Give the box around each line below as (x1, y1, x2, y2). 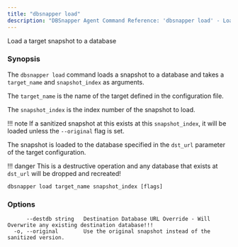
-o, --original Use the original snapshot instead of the (13, 228, 211, 235)
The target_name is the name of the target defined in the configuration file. (7, 92, 225, 100)
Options (7, 199, 35, 209)
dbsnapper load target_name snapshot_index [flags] (7, 182, 163, 190)
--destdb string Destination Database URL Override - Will (25, 216, 211, 223)
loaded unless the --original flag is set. (7, 126, 125, 135)
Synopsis (7, 54, 40, 64)
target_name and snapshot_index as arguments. (7, 77, 145, 86)
